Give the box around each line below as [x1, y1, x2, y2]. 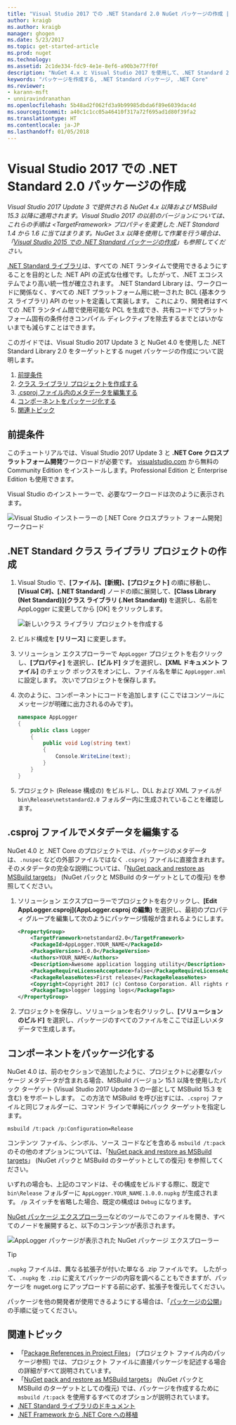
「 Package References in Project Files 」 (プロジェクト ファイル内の [17, 1348, 214, 1357]
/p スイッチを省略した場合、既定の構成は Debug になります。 [20, 1197, 195, 1205]
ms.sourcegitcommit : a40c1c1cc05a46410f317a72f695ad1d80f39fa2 [7, 108, 197, 115]
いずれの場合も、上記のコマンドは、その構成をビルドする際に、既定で [7, 1179, 211, 1188]
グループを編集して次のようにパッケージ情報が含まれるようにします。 [25, 914, 228, 923]
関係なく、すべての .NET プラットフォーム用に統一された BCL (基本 [19, 288, 214, 296]
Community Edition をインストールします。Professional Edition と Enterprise [7, 466, 228, 475]
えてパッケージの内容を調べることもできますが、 [74, 1273, 216, 1281]
